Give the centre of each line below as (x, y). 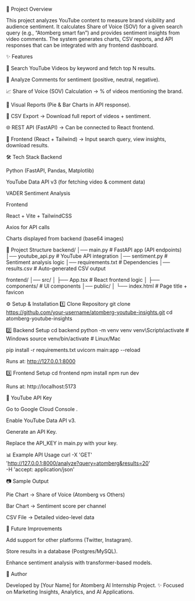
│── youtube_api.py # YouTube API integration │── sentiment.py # (87, 256)
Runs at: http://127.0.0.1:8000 (41, 361)
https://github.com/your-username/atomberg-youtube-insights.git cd (89, 312)
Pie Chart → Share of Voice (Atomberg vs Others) (66, 495)
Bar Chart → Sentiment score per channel (56, 506)
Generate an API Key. (32, 432)
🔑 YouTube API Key (29, 398)
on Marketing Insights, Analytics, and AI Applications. (70, 592)
